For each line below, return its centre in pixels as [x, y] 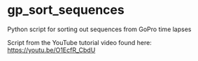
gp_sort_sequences [66, 10]
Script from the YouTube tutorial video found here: [79, 42]
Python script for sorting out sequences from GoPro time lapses [99, 29]
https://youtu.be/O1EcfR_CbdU [51, 50]
